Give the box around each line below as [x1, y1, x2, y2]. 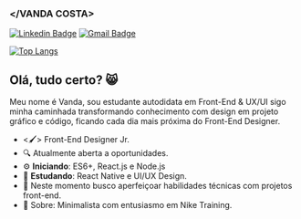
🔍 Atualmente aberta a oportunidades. [22, 148, 169, 159]
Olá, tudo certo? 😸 [9, 72, 119, 88]
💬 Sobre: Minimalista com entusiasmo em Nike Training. [22, 200, 233, 211]
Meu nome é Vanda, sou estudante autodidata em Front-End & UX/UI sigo [9, 97, 286, 108]
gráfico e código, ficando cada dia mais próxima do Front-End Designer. [9, 116, 281, 127]
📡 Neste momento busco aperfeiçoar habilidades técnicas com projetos [22, 181, 293, 192]
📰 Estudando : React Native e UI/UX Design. [22, 171, 187, 182]
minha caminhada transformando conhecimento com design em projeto [9, 106, 279, 117]
